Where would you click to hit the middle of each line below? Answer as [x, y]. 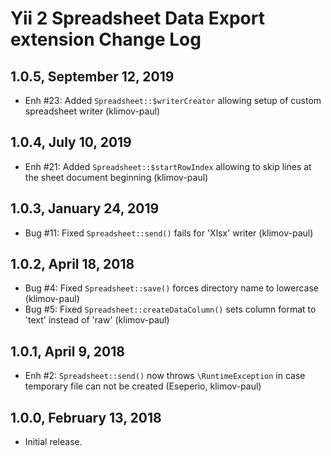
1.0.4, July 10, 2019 [71, 142]
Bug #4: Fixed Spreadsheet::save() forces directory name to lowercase [172, 288]
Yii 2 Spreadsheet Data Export [137, 18]
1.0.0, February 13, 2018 [86, 417]
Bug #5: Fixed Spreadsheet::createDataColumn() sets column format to [170, 309]
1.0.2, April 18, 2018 [72, 264]
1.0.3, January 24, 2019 [85, 208]
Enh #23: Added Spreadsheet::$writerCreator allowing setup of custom [173, 100]
